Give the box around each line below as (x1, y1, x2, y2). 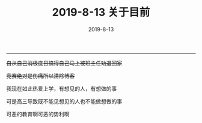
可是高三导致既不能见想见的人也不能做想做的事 (6, 97, 122, 105)
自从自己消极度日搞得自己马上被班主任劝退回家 (6, 59, 122, 67)
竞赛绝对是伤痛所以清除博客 (6, 72, 75, 79)
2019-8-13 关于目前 (52, 5, 150, 19)
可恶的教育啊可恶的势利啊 (6, 110, 70, 118)
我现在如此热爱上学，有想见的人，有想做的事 (6, 85, 117, 92)
